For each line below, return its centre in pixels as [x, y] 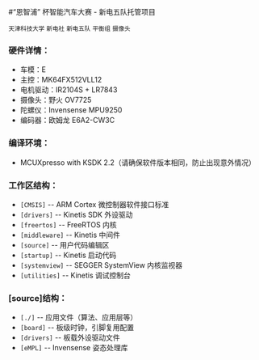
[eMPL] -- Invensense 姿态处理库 [74, 348]
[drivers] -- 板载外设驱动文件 [70, 337]
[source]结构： [38, 298]
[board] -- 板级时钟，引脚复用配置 [77, 328]
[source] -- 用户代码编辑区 [65, 244]
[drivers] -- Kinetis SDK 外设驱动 [76, 214]
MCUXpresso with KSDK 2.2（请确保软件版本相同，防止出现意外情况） [138, 162]
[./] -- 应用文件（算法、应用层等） [79, 317]
